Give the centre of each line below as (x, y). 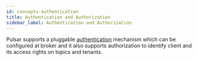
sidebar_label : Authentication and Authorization (69, 23)
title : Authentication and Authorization (58, 17)
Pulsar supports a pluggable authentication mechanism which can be (91, 40)
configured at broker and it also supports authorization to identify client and (99, 46)
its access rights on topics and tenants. (54, 52)
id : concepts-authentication (42, 12)
